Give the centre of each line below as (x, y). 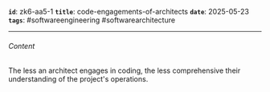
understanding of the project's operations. (78, 79)
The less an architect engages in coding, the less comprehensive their (125, 70)
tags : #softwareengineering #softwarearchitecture (92, 20)
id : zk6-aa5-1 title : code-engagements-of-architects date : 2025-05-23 (129, 12)
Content (22, 46)
